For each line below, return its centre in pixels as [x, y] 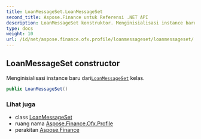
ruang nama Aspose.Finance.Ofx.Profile [64, 123]
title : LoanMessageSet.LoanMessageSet [54, 12]
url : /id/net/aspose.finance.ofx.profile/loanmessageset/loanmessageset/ [100, 39]
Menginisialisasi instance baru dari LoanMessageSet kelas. [75, 78]
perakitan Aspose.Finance [47, 129]
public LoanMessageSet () [37, 89]
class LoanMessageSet [44, 117]
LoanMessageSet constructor [63, 64]
